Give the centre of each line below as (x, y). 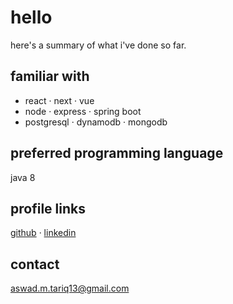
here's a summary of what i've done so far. (98, 45)
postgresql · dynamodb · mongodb (96, 122)
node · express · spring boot (83, 111)
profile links (48, 208)
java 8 (23, 177)
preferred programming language (117, 153)
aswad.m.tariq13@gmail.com (70, 288)
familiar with (50, 76)
